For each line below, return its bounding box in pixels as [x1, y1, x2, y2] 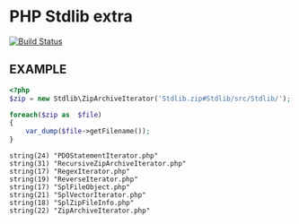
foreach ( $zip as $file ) [9, 110, 102, 119]
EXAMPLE [9, 62, 67, 77]
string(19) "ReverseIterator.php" [9, 175, 139, 184]
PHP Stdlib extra [9, 6, 133, 27]
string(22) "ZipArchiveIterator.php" [9, 206, 151, 215]
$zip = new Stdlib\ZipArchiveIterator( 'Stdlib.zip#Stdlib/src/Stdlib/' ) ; [9, 94, 292, 103]
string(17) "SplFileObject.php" [9, 183, 130, 192]
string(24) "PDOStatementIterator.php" [9, 151, 159, 160]
